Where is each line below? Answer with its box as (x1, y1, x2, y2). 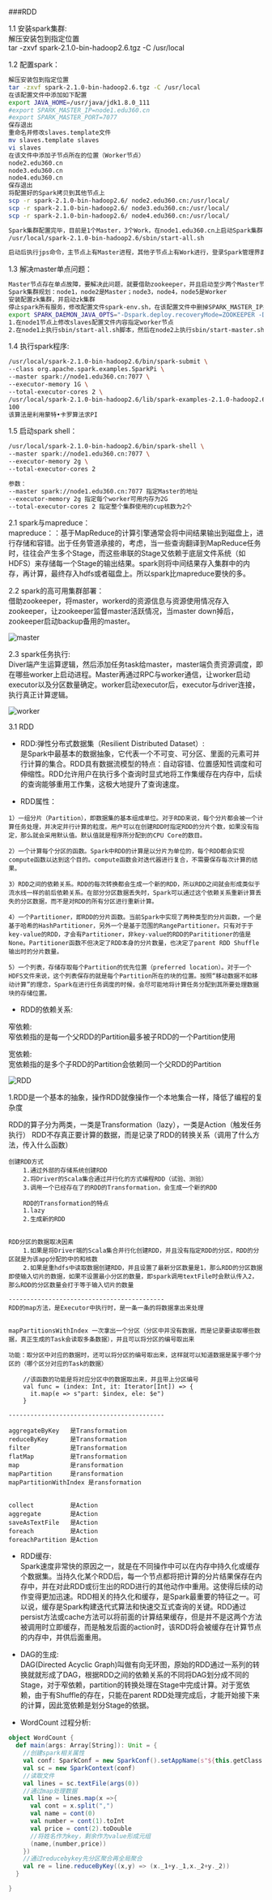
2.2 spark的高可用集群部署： (8, 586, 104, 596)
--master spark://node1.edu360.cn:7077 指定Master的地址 (8, 487, 198, 495)
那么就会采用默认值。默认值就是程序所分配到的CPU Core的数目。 (19, 831, 206, 840)
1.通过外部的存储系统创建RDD (23, 1167, 108, 1175)
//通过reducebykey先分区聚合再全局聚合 (23, 1855, 143, 1863)
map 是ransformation (8, 1462, 124, 1470)
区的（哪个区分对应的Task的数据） (8, 1360, 108, 1368)
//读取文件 (23, 1772, 55, 1780)
